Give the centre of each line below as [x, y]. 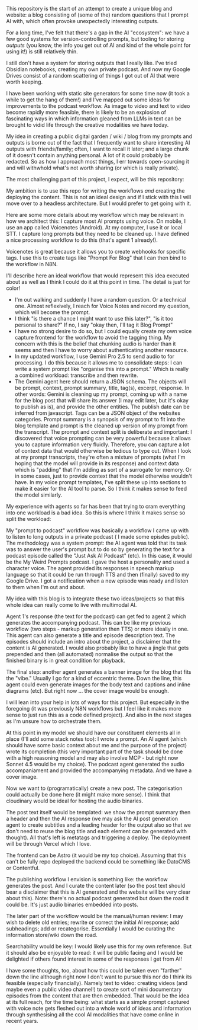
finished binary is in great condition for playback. [66, 660]
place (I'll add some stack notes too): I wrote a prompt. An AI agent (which [97, 739]
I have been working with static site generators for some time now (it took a [98, 93]
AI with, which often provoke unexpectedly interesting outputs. [82, 21]
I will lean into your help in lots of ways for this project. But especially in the [98, 702]
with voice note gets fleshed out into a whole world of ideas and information [99, 1008]
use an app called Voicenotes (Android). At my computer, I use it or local [94, 227]
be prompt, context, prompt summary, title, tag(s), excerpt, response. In [102, 388]
